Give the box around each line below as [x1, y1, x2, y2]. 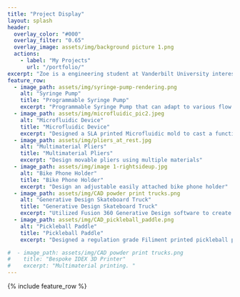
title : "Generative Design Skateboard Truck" [20, 203, 159, 211]
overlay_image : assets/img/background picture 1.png [14, 44, 174, 51]
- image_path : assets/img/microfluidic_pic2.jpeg [14, 110, 164, 117]
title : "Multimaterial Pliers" [20, 150, 114, 157]
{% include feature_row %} [7, 282, 87, 290]
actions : [14, 51, 40, 58]
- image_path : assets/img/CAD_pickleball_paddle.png [14, 216, 174, 223]
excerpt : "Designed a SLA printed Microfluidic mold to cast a [20, 130, 213, 137]
